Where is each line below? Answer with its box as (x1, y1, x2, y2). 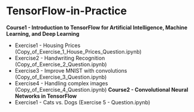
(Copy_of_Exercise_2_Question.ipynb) (14, 61, 107, 68)
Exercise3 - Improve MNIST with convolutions (14, 67, 127, 74)
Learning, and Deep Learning (6, 30, 80, 37)
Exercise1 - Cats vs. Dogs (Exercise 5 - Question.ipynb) (14, 98, 151, 105)
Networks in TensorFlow (14, 92, 77, 99)
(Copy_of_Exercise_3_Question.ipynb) (14, 73, 107, 80)
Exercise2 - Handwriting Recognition (14, 54, 105, 61)
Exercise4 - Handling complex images (14, 79, 108, 87)
